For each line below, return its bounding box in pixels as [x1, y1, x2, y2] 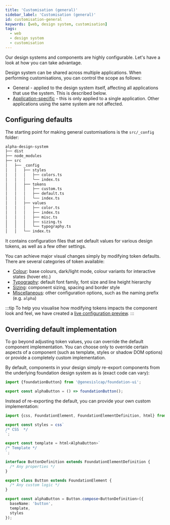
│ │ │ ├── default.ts [5, 191, 65, 196]
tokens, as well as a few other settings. [5, 244, 87, 250]
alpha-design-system [5, 144, 49, 149]
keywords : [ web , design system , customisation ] [5, 21, 108, 27]
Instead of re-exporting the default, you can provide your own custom [5, 398, 151, 404]
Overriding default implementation [5, 325, 117, 334]
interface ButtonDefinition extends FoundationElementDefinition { [5, 459, 151, 464]
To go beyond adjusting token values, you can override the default [5, 339, 144, 344]
